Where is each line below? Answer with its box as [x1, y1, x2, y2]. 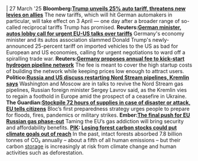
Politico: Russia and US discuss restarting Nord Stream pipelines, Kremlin [6, 74, 189, 81]
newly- [152, 37, 170, 43]
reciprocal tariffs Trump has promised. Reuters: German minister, [22, 24, 182, 31]
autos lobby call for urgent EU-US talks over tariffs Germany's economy [6, 30, 184, 37]
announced [6, 42, 34, 50]
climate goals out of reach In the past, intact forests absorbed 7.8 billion [6, 130, 182, 137]
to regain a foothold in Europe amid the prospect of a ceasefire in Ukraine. [6, 93, 187, 100]
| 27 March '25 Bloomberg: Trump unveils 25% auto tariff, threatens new [6, 5, 186, 12]
